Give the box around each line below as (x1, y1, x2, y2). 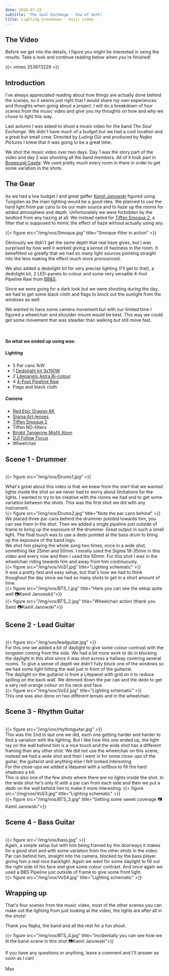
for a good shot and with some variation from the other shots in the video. (5, 847, 159, 853)
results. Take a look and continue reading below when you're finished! (5, 54, 151, 61)
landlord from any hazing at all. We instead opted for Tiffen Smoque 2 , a (5, 214, 155, 220)
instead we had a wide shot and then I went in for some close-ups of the (5, 753, 156, 759)
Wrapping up (5, 889, 47, 897)
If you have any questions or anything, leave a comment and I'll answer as (5, 950, 159, 956)
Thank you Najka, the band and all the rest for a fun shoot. (5, 923, 127, 929)
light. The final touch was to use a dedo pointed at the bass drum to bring (5, 532, 158, 538)
